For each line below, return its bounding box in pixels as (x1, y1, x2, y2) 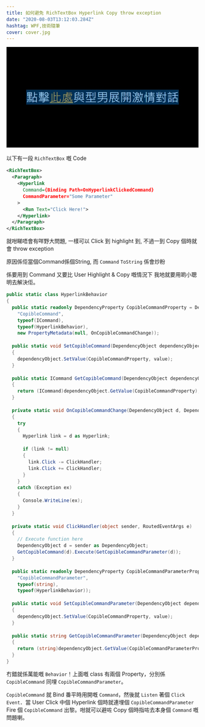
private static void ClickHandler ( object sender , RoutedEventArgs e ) (12, 523, 192, 529)
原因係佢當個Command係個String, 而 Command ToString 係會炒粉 (6, 258, 166, 266)
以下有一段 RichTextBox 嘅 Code (6, 154, 87, 162)
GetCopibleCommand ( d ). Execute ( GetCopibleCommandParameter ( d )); (17, 549, 182, 555)
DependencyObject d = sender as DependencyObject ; (17, 543, 149, 549)
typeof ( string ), (17, 581, 59, 587)
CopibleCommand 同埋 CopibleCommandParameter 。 (6, 678, 127, 685)
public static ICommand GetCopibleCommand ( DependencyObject (12, 375, 168, 382)
